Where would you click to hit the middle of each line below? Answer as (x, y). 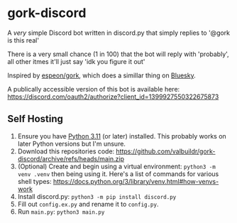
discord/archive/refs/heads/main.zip (71, 158)
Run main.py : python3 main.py (61, 212)
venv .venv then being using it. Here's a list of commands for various (118, 174)
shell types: (34, 181)
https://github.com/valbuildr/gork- (166, 151)
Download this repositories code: (66, 151)
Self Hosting (35, 119)
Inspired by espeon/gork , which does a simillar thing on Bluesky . (102, 75)
